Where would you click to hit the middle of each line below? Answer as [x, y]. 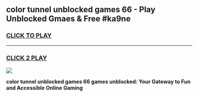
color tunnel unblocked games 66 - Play [81, 10]
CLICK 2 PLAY [27, 58]
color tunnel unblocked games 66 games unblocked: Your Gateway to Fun [98, 81]
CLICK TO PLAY [29, 36]
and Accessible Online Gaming [44, 88]
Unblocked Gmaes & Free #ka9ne [68, 19]
